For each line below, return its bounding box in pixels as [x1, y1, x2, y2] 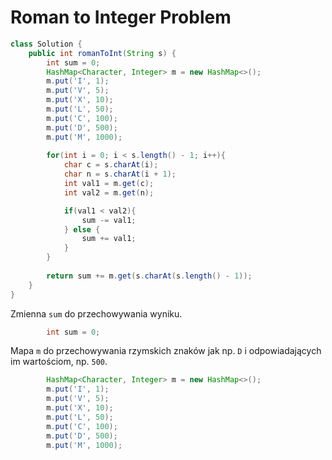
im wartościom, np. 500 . [10, 356, 108, 368]
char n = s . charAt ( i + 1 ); [63, 169, 177, 180]
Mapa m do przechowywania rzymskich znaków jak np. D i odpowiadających [10, 345, 322, 357]
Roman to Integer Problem [10, 6, 232, 29]
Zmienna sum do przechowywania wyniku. [10, 307, 183, 320]
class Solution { [10, 39, 83, 49]
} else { [63, 224, 101, 235]
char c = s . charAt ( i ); [63, 160, 159, 170]
